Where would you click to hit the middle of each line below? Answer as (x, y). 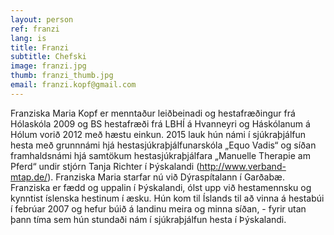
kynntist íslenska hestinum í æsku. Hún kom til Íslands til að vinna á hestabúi (167, 198)
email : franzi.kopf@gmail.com (73, 85)
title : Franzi (40, 47)
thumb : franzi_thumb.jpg (62, 76)
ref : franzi (35, 29)
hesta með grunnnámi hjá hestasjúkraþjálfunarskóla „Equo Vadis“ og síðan (163, 145)
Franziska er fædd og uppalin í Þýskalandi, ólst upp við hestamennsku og (161, 187)
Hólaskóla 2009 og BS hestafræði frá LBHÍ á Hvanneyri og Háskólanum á (160, 123)
